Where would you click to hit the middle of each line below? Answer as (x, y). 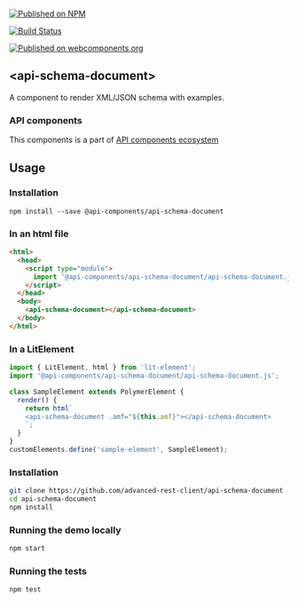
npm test (25, 590)
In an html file (39, 234)
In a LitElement (42, 349)
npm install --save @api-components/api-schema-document (117, 211)
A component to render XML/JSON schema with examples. (117, 97)
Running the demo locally (65, 530)
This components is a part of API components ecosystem (114, 140)
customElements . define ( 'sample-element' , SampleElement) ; (118, 450)
